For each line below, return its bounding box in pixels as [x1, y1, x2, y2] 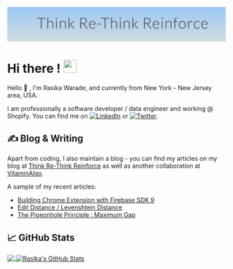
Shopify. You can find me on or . [7, 112, 159, 120]
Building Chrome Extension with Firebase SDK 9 [17, 196, 155, 205]
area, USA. [7, 91, 38, 99]
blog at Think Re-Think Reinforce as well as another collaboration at [7, 162, 201, 170]
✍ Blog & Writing [7, 132, 83, 145]
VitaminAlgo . [7, 169, 44, 177]
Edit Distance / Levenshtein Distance [17, 203, 123, 211]
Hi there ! [7, 60, 61, 76]
